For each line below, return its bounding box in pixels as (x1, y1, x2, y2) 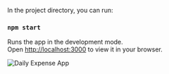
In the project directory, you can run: (7, 6, 113, 14)
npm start (7, 23, 41, 31)
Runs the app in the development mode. (7, 38, 123, 47)
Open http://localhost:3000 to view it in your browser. (7, 45, 163, 54)
